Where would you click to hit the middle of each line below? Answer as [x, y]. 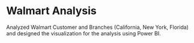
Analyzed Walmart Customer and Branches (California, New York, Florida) [98, 27]
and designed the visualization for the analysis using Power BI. [83, 33]
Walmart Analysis [52, 11]
